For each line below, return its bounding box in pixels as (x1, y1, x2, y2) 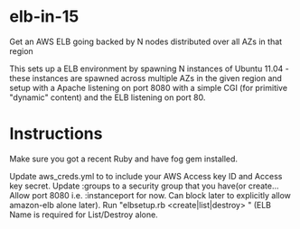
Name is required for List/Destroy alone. (9, 209, 158, 220)
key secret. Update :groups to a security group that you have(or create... (9, 180, 279, 191)
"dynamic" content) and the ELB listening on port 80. (9, 92, 206, 103)
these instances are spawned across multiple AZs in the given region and (9, 72, 283, 83)
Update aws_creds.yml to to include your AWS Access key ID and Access (9, 170, 283, 181)
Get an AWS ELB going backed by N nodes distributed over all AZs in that (9, 36, 283, 47)
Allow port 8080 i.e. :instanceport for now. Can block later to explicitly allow (9, 189, 292, 200)
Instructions (9, 124, 103, 144)
